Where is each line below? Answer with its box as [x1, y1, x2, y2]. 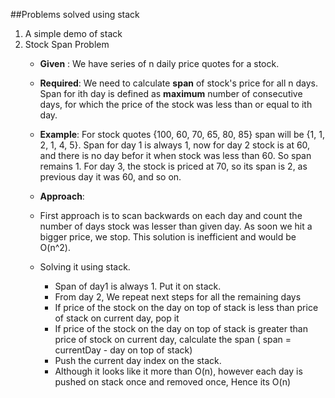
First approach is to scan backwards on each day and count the [39, 210, 303, 221]
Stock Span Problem [24, 39, 110, 50]
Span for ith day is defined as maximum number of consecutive [39, 88, 303, 99]
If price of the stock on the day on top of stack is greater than [54, 323, 308, 334]
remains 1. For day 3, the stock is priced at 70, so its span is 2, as [39, 160, 308, 172]
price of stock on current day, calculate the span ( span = [54, 334, 292, 345]
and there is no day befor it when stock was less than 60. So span [39, 150, 312, 161]
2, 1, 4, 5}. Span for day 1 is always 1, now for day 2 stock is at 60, [39, 139, 311, 151]
